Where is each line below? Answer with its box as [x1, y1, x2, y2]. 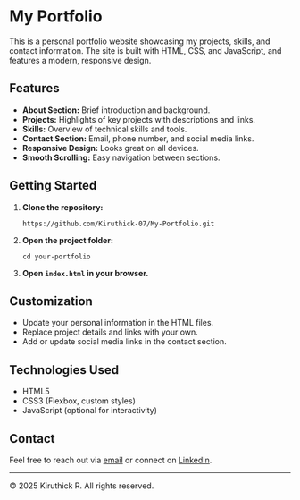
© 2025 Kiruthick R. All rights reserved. [9, 480, 154, 491]
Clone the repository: [21, 201, 104, 212]
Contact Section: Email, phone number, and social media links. [21, 132, 254, 144]
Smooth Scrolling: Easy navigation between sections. [21, 152, 221, 163]
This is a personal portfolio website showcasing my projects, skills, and [9, 36, 271, 47]
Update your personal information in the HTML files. [21, 318, 214, 328]
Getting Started [9, 178, 97, 193]
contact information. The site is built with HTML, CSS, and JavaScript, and [9, 45, 282, 55]
